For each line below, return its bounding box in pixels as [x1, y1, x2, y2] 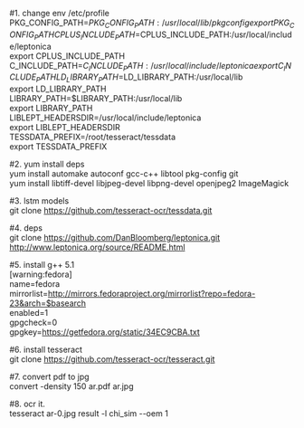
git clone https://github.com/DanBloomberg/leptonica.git [9, 233, 221, 243]
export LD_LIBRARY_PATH [9, 83, 107, 94]
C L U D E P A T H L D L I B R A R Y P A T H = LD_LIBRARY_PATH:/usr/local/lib [9, 71, 243, 85]
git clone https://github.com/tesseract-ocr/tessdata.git [9, 205, 213, 216]
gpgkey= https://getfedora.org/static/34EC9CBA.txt [9, 327, 201, 338]
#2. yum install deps [9, 158, 85, 170]
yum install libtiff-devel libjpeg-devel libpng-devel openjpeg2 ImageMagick [9, 178, 290, 189]
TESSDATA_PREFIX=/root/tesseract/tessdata [9, 131, 176, 143]
